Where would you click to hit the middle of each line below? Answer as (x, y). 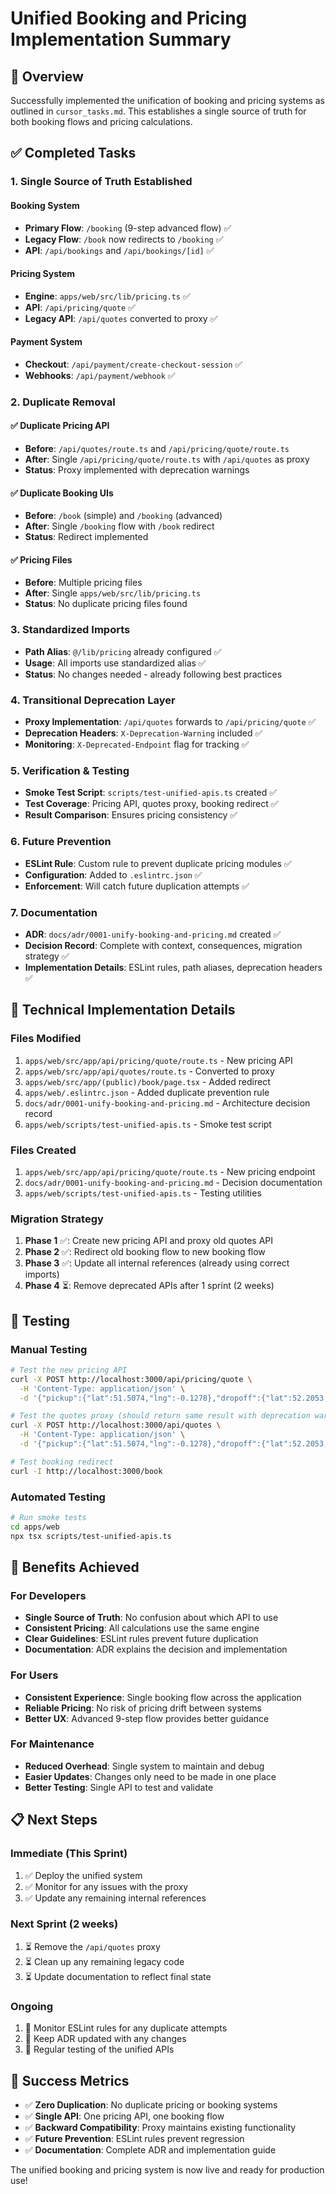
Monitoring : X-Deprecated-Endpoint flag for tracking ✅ (137, 744)
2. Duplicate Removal (63, 402)
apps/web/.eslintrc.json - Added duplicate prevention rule (147, 1092)
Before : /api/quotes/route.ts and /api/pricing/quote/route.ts (157, 449)
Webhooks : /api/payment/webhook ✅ (100, 375)
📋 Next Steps (54, 1820)
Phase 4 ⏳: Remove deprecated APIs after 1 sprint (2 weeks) (149, 1286)
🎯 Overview (47, 76)
